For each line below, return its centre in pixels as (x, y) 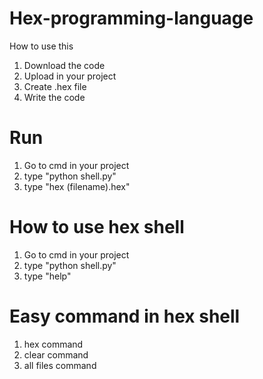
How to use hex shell (97, 227)
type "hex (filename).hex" (77, 186)
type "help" (47, 276)
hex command (53, 344)
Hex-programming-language (131, 18)
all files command (60, 365)
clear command (56, 354)
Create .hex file (55, 86)
